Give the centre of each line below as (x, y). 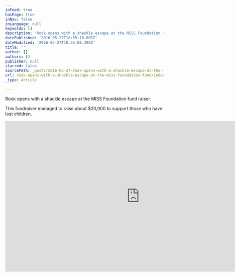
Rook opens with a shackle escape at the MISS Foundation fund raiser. (78, 99)
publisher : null (22, 61)
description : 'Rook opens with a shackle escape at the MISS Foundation (83, 33)
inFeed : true (19, 10)
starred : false (21, 66)
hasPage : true (20, 15)
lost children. (19, 114)
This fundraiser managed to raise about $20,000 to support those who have (84, 108)
